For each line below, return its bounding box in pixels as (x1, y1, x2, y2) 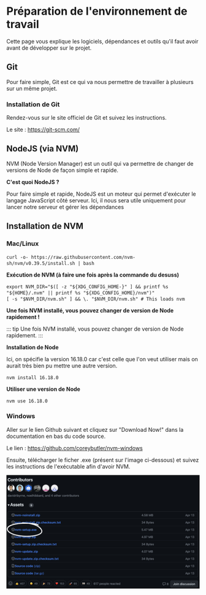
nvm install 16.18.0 (6, 374, 59, 381)
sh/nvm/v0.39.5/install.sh (6, 260, 75, 266)
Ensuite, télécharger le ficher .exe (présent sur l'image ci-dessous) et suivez (6, 456, 199, 464)
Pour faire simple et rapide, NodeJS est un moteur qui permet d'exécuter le (6, 190, 196, 198)
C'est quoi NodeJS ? (6, 178, 59, 185)
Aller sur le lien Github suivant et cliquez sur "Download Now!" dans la (6, 426, 184, 433)
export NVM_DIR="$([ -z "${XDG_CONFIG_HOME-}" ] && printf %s (6, 283, 169, 290)
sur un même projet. (6, 85, 58, 92)
